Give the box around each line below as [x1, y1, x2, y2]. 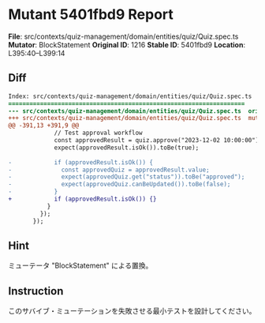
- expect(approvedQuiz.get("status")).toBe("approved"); [8, 173, 245, 181]
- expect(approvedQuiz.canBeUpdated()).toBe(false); [8, 180, 231, 189]
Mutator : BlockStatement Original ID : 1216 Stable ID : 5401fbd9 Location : [8, 39, 246, 49]
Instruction [8, 284, 64, 298]
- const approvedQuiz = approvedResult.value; [8, 166, 211, 174]
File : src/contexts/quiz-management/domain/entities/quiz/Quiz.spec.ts [8, 32, 239, 41]
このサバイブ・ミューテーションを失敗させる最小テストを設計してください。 [8, 306, 256, 316]
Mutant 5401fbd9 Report [8, 6, 174, 24]
